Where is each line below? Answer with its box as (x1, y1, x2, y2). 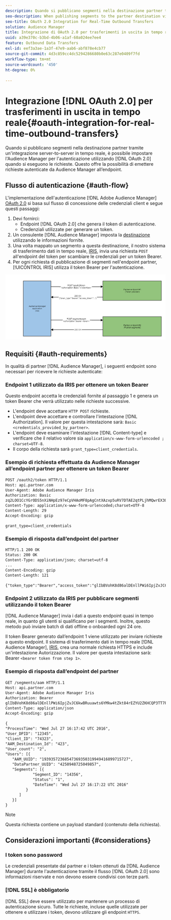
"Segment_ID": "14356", (32, 772, 83, 777)
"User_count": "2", (5, 746, 47, 752)
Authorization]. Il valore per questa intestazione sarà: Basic (12, 419, 136, 425)
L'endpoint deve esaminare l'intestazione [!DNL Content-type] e (12, 430, 147, 436)
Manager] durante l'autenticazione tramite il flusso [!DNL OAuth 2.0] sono (5, 868, 160, 875)
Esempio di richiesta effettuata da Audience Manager (5, 459, 140, 466)
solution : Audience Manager (5, 24, 65, 30)
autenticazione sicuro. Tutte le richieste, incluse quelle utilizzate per (5, 903, 148, 910)
